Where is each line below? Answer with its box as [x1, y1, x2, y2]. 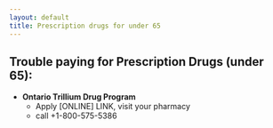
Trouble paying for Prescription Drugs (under [9, 54, 264, 69]
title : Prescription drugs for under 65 [9, 21, 162, 30]
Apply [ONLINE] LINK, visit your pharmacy [35, 101, 191, 112]
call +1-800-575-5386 [35, 110, 117, 121]
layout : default [9, 12, 69, 22]
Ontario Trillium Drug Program [21, 92, 136, 102]
